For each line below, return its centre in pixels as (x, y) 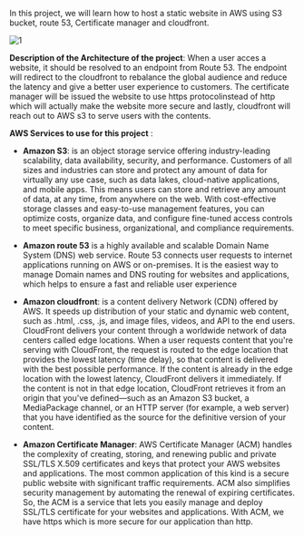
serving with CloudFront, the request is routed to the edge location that (155, 350)
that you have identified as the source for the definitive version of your (154, 417)
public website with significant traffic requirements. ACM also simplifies (156, 483)
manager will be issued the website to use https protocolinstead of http (142, 96)
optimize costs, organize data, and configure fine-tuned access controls (157, 218)
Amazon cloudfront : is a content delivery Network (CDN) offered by (150, 302)
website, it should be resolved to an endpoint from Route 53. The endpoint (148, 68)
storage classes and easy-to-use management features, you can (143, 209)
